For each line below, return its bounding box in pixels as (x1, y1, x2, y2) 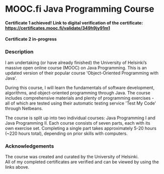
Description (5, 48, 34, 55)
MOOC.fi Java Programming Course (5, 3, 154, 15)
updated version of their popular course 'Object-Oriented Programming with (5, 70, 159, 76)
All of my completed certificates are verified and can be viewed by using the (5, 159, 159, 165)
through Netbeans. (5, 105, 43, 111)
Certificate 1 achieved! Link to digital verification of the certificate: (5, 20, 143, 25)
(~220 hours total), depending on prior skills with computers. (5, 130, 128, 136)
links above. (5, 164, 29, 170)
